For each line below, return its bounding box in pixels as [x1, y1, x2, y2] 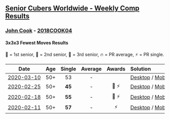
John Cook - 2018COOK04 [5, 27, 72, 34]
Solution [130, 65, 151, 72]
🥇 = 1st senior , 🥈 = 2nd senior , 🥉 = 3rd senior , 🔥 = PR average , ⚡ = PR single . [5, 51, 164, 57]
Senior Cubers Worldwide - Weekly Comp [5, 4, 140, 13]
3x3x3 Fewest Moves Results [5, 39, 68, 46]
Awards [106, 65, 125, 72]
